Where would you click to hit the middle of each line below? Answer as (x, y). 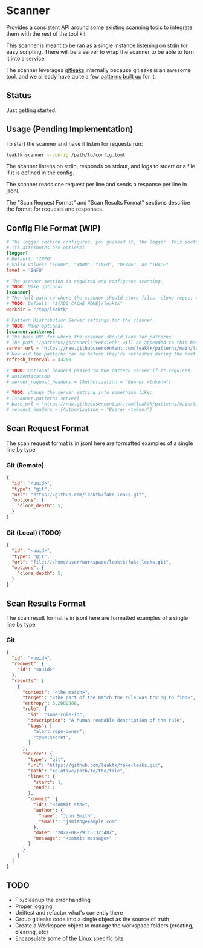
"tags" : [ (40, 726)
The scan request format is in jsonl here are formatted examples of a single (100, 443)
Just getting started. (31, 110)
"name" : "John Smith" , (67, 816)
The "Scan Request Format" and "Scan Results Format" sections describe (98, 203)
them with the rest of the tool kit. (47, 33)
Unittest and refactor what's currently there (69, 913)
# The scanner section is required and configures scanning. (85, 281)
